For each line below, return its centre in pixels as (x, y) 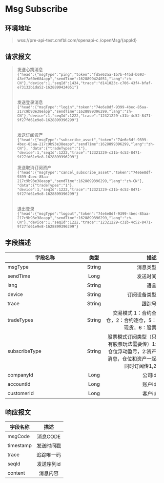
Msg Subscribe (37, 9)
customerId (21, 393)
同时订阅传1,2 (140, 366)
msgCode (19, 437)
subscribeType (24, 351)
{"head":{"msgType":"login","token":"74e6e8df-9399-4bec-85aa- (83, 107)
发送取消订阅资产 (34, 168)
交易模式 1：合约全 (135, 313)
